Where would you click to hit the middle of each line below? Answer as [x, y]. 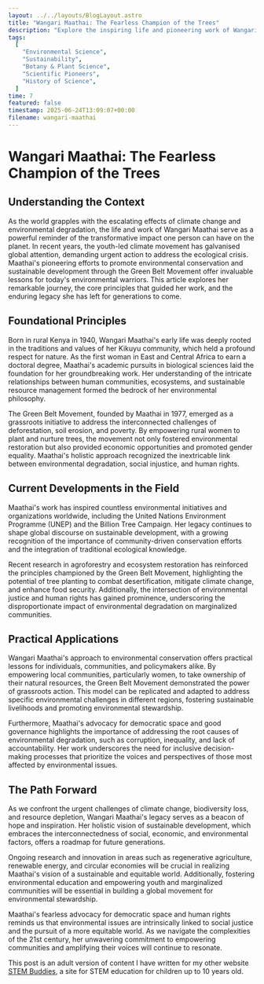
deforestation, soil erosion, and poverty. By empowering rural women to [124, 430]
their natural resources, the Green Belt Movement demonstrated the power [129, 683]
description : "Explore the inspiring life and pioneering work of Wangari [133, 30]
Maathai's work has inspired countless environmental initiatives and [118, 507]
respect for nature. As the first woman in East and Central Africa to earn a [127, 356]
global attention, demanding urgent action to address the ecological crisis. [128, 254]
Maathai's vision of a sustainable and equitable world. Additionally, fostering [132, 874]
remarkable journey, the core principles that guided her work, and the [121, 288]
